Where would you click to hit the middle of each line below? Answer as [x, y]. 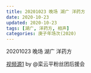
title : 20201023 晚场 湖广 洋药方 [46, 12]
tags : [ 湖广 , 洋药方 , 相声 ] [38, 28]
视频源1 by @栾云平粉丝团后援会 [45, 64]
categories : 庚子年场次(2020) [41, 34]
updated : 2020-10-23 [32, 23]
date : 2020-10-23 [28, 17]
